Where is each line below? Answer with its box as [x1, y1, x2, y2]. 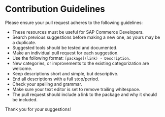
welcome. [12, 65, 33, 71]
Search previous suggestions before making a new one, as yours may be [12, 34, 161, 40]
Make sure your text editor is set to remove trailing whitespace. [12, 86, 140, 92]
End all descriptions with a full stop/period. [12, 76, 99, 82]
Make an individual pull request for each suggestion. [12, 50, 119, 56]
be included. [12, 96, 38, 102]
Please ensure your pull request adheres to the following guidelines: [5, 20, 143, 25]
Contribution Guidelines [5, 3, 105, 15]
